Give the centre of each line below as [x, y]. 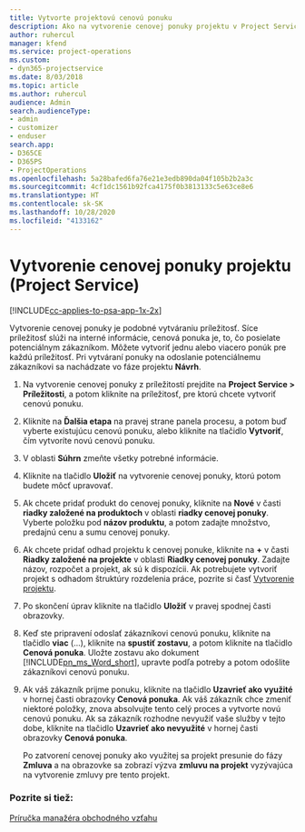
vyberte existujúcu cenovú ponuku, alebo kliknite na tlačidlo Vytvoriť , [153, 431]
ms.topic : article [44, 85]
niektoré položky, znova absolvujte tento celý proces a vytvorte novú [152, 708]
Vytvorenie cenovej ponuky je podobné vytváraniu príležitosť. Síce [134, 327]
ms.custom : [30, 60]
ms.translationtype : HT [54, 195]
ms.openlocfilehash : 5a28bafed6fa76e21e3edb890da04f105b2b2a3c [132, 178]
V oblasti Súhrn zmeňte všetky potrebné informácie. [121, 458]
